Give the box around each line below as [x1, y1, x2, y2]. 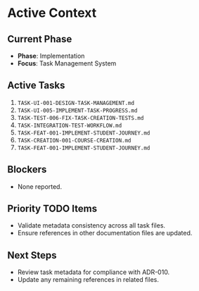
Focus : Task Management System [17, 59, 117, 68]
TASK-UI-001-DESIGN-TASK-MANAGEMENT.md [17, 99, 135, 106]
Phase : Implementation [17, 51, 85, 60]
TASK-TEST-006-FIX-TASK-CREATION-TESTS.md [17, 114, 144, 121]
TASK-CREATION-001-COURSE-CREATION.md [17, 137, 131, 144]
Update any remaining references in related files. [17, 275, 160, 284]
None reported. [17, 182, 62, 191]
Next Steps [7, 249, 57, 261]
